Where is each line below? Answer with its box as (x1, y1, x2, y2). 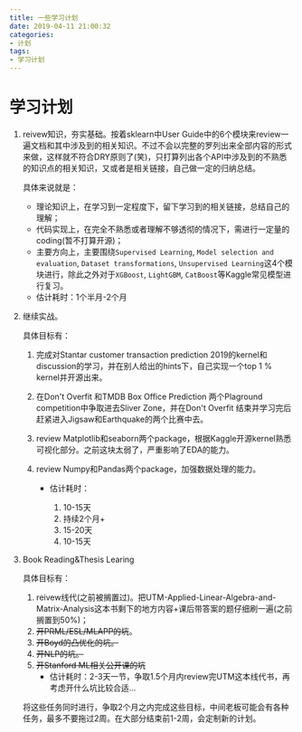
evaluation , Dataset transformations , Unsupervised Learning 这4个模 (35, 257, 294, 268)
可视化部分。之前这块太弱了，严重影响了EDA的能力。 (35, 444, 235, 455)
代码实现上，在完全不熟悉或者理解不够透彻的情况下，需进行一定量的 (35, 223, 290, 234)
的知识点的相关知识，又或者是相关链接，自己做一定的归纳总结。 (22, 162, 260, 173)
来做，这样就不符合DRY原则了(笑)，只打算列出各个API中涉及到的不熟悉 (22, 151, 288, 162)
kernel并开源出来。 (35, 372, 108, 383)
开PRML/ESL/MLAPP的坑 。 (35, 625, 137, 636)
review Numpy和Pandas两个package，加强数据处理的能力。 (35, 463, 261, 474)
